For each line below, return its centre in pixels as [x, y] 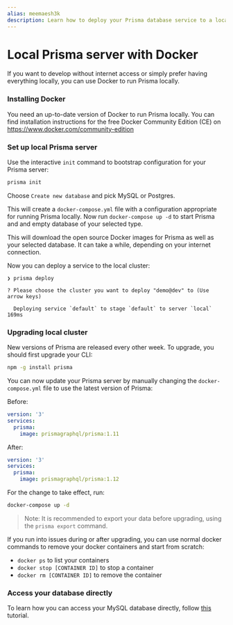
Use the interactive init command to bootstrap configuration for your [106, 162]
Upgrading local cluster [48, 332]
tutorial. [18, 615]
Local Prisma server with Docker [103, 55]
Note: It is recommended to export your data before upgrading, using [123, 518]
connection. [24, 252]
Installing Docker [36, 99]
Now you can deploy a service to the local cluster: [79, 266]
